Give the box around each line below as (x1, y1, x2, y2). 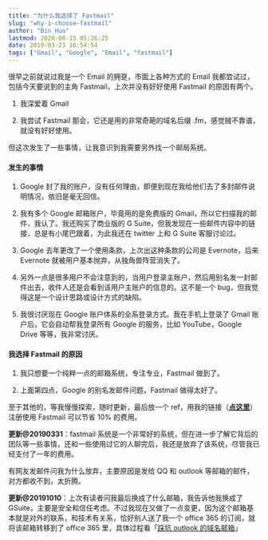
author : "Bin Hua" (8, 26, 69, 34)
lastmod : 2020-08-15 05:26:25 (8, 34, 109, 42)
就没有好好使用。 (19, 125, 77, 135)
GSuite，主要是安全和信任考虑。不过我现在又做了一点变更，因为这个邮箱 (8, 503, 247, 513)
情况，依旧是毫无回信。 (26, 192, 104, 201)
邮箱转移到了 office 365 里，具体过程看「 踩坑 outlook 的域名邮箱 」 (22, 523, 242, 533)
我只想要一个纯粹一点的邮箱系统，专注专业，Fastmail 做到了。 (19, 368, 225, 378)
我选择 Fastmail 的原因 (8, 349, 83, 359)
